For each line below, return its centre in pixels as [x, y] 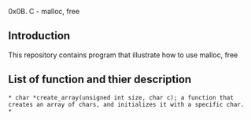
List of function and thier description [100, 80]
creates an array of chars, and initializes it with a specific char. [126, 104]
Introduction [39, 36]
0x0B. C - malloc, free [44, 11]
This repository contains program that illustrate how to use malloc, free [123, 55]
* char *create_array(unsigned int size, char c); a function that [121, 97]
